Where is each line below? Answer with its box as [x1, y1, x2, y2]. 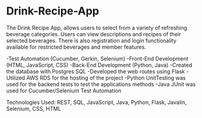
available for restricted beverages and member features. [6, 43, 147, 51]
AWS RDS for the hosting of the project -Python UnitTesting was [26, 74, 186, 81]
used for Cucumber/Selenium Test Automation [6, 87, 122, 94]
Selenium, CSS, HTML [6, 105, 62, 112]
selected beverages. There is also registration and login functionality [6, 37, 177, 44]
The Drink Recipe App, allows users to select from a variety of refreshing [6, 24, 188, 31]
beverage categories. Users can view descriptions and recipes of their [6, 30, 181, 37]
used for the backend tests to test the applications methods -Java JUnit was [6, 80, 196, 88]
